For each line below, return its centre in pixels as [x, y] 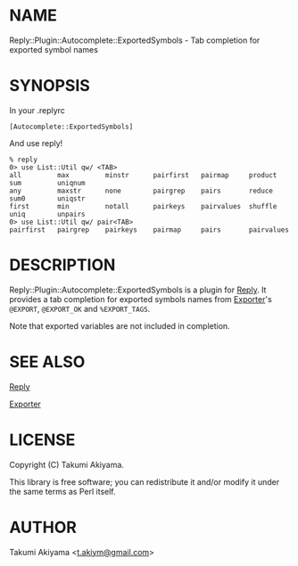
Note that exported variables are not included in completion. [120, 325]
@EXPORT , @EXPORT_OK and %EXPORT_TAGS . [80, 308]
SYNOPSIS [50, 86]
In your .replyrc [37, 110]
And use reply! [36, 143]
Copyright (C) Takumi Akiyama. [67, 464]
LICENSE [42, 440]
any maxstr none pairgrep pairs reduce [141, 191]
